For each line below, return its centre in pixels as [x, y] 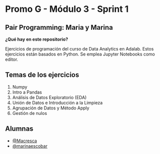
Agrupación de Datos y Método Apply [51, 108]
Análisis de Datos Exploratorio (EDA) [49, 97]
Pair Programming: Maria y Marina [59, 27]
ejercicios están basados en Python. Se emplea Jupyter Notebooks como [80, 54]
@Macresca [25, 141]
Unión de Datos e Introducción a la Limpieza [57, 103]
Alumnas [19, 129]
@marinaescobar [30, 146]
